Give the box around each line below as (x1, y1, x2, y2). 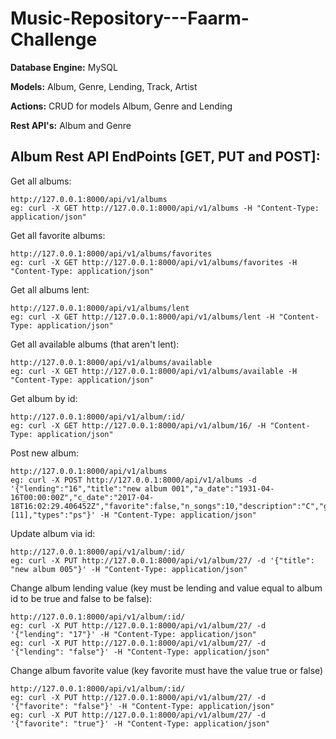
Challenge (10, 28, 98, 51)
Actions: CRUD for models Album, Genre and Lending (10, 100, 233, 112)
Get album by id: (10, 392, 78, 404)
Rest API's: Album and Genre (10, 119, 132, 131)
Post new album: (10, 447, 80, 459)
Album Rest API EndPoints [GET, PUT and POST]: (10, 148, 321, 166)
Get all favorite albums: (10, 229, 106, 241)
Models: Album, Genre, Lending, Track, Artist (10, 80, 198, 92)
